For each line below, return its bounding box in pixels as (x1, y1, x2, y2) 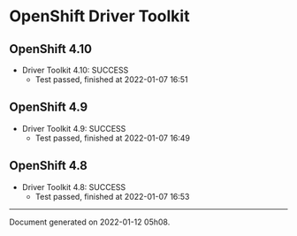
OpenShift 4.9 (9, 100, 88, 115)
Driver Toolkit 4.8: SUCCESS (21, 181, 126, 192)
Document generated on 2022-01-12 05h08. (9, 217, 171, 227)
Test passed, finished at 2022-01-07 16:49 (34, 133, 191, 143)
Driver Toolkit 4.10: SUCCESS (21, 65, 129, 75)
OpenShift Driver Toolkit (9, 6, 190, 27)
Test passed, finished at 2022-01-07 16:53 (34, 191, 190, 202)
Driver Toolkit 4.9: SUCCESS (21, 123, 126, 133)
